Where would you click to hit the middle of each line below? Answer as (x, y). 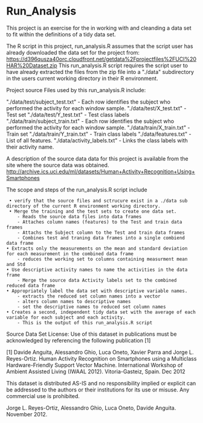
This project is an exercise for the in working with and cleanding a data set (99, 28)
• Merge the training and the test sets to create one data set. (93, 211)
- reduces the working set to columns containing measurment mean (102, 259)
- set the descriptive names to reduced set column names (92, 307)
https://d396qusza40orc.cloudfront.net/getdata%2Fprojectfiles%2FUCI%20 (101, 59)
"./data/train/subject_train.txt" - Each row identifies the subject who (90, 121)
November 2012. (27, 414)
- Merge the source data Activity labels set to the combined (97, 280)
